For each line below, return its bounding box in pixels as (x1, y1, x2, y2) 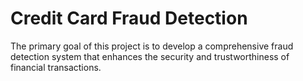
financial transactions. (10, 61, 102, 73)
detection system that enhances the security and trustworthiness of (10, 50, 290, 62)
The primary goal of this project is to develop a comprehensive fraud (10, 40, 294, 52)
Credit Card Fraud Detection (10, 7, 248, 30)
